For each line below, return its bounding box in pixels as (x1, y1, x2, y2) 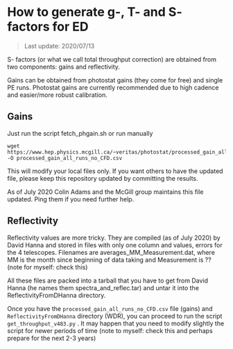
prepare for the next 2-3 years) (7, 334, 96, 342)
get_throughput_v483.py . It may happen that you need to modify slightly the (7, 319, 225, 328)
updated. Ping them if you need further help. (7, 195, 135, 203)
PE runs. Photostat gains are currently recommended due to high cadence (7, 83, 220, 91)
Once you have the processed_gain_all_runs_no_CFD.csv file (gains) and (7, 304, 213, 312)
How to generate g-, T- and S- (7, 4, 182, 20)
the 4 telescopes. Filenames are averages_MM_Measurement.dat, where (7, 248, 215, 256)
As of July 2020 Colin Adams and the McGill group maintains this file (7, 188, 204, 196)
